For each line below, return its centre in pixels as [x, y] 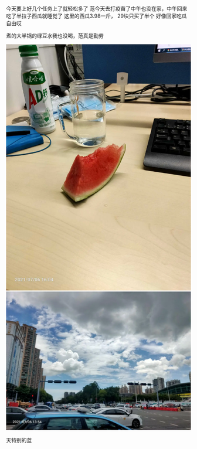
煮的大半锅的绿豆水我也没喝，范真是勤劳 [55, 36]
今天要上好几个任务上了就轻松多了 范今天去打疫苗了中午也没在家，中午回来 [97, 8]
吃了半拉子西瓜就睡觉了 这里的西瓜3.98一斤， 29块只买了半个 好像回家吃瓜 [96, 16]
